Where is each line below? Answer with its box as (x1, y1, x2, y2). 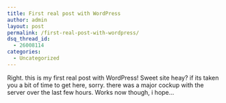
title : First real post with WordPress (7, 10, 121, 17)
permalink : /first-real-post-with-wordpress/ (7, 29, 139, 36)
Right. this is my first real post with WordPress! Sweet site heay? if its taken (7, 73, 219, 82)
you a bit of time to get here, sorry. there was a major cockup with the (7, 80, 204, 89)
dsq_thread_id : (7, 36, 51, 43)
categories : (7, 49, 41, 56)
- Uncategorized (13, 55, 60, 62)
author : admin (7, 16, 48, 23)
